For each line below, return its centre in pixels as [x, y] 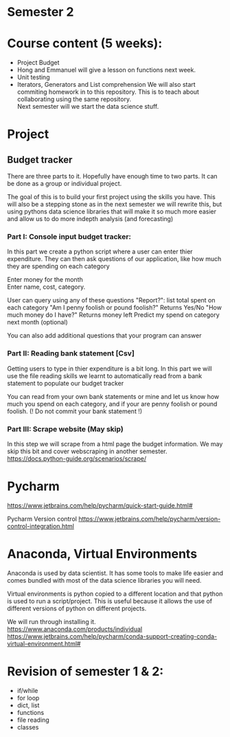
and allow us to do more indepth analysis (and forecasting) [90, 219]
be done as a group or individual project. [65, 184]
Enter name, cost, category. [46, 287]
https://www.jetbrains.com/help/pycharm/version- [150, 519]
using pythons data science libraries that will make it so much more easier [112, 211]
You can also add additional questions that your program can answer [104, 335]
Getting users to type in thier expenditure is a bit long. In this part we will [110, 368]
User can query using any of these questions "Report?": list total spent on [111, 300]
